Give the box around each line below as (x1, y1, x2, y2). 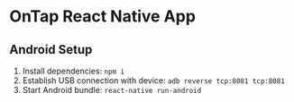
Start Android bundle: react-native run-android (22, 85, 202, 95)
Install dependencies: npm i (22, 65, 124, 76)
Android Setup (9, 42, 93, 57)
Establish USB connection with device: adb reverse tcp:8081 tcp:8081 (22, 75, 286, 86)
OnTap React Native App (9, 6, 197, 27)
